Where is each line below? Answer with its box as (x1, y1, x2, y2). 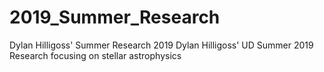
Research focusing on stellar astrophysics (9, 49, 182, 61)
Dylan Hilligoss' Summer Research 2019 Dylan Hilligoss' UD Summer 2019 (9, 39, 314, 51)
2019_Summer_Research (9, 6, 221, 29)
